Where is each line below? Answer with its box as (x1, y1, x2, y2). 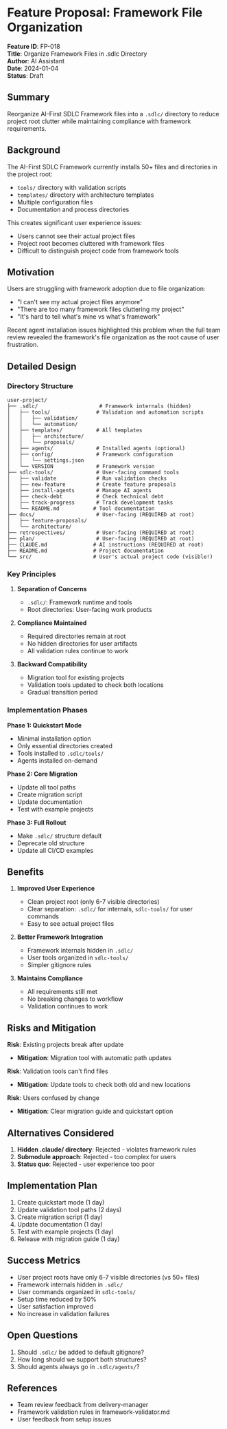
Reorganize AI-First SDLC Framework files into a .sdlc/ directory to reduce (7, 109, 219, 118)
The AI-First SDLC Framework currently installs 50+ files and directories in (7, 162, 217, 171)
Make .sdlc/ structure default (16, 832, 102, 840)
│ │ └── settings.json (7, 457, 84, 464)
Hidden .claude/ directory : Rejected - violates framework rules (16, 1145, 197, 1154)
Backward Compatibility (16, 660, 88, 668)
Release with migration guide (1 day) (16, 1234, 120, 1243)
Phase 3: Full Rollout (7, 818, 67, 827)
